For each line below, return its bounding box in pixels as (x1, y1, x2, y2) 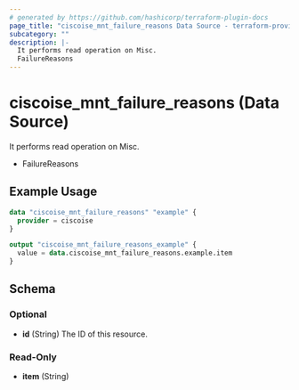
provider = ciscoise (17, 215, 93, 225)
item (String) (21, 370, 69, 381)
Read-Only (9, 351, 58, 363)
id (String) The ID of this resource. (21, 329, 149, 339)
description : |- (9, 37, 69, 47)
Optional (9, 308, 47, 321)
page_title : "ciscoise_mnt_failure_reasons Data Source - (9, 21, 229, 30)
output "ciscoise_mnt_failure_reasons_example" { (9, 240, 198, 249)
